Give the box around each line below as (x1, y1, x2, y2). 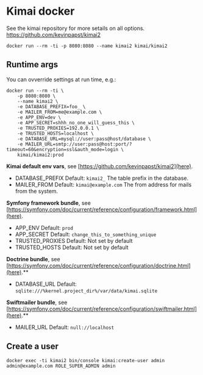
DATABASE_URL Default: (15, 280, 77, 288)
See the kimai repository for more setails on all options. (6, 24, 145, 32)
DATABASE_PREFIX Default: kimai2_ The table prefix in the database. (15, 174, 189, 182)
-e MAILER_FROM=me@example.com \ (17, 109, 102, 115)
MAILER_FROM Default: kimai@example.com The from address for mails (15, 180, 192, 188)
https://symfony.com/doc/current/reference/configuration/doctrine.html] (8, 262, 191, 269)
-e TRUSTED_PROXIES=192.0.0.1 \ (17, 125, 99, 131)
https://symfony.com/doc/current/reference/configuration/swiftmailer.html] (8, 305, 197, 313)
